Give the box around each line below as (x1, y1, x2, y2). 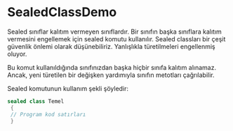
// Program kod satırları (10, 111, 86, 118)
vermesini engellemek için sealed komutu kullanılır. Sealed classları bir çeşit (7, 34, 226, 43)
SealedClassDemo (7, 4, 117, 20)
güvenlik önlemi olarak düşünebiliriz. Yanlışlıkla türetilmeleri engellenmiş (7, 42, 215, 50)
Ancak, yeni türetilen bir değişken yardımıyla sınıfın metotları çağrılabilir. (7, 71, 215, 79)
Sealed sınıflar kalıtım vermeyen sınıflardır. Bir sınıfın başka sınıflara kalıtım (7, 27, 222, 36)
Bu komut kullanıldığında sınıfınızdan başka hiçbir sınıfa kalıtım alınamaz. (7, 63, 216, 71)
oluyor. (7, 50, 27, 58)
